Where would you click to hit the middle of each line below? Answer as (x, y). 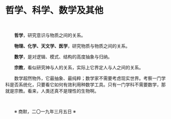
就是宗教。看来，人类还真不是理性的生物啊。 (52, 91)
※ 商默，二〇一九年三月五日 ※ (45, 111)
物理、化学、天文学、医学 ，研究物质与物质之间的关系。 (72, 46)
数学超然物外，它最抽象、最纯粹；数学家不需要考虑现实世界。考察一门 (88, 78)
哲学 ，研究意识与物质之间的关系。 (50, 35)
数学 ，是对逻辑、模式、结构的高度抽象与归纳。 (63, 57)
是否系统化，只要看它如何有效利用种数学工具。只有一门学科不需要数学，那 (88, 85)
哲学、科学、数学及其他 (54, 10)
